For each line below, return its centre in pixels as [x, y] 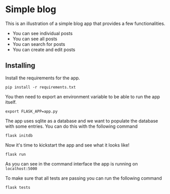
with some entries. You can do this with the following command [72, 126]
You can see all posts [35, 39]
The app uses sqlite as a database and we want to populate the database [82, 121]
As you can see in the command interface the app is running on [72, 163]
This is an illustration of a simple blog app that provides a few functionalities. [85, 23]
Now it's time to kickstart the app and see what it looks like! [67, 145]
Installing [20, 65]
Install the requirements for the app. [43, 78]
